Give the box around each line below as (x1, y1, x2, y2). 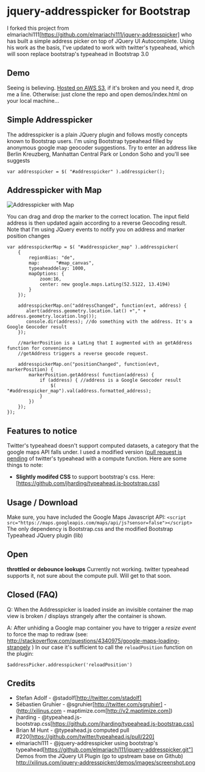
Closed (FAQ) (7, 589, 58, 600)
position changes (7, 233, 50, 240)
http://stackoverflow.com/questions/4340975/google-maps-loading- (7, 637, 180, 644)
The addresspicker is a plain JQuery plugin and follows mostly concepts (7, 131, 188, 138)
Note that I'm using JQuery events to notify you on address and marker (7, 226, 186, 233)
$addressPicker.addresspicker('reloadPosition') (7, 662, 133, 668)
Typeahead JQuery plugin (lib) (7, 532, 83, 539)
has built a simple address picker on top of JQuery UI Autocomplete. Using (7, 37, 195, 44)
